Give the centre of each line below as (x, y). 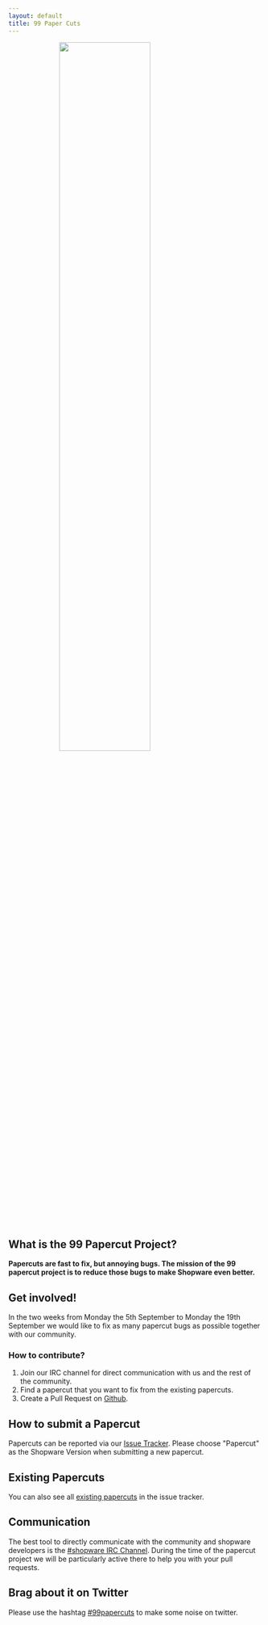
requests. (24, 1567)
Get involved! (43, 1297)
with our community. (42, 1334)
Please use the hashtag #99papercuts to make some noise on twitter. (124, 1612)
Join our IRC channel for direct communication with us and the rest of (135, 1373)
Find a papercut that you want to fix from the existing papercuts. (126, 1390)
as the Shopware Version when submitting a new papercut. (106, 1452)
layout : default (35, 16)
